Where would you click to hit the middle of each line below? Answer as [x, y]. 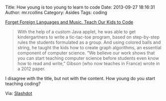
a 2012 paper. [31, 69]
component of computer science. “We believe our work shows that [86, 53]
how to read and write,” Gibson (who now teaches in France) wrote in [88, 63]
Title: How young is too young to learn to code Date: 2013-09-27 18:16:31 [80, 7]
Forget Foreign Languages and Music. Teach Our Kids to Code [69, 22]
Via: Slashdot [19, 93]
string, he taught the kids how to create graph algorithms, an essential [89, 48]
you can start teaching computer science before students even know [88, 58]
